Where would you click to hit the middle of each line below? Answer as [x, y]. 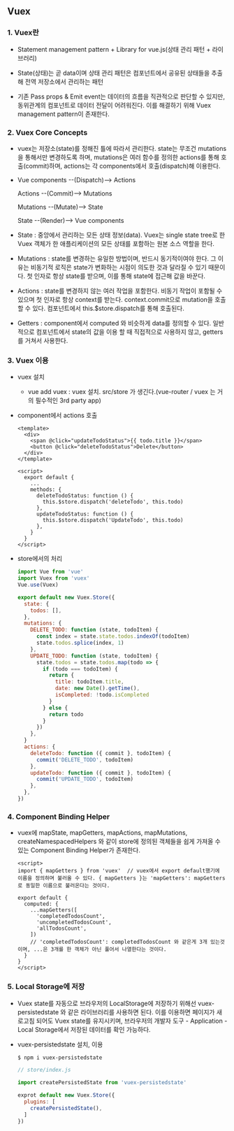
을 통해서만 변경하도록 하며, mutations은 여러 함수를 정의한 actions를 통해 [118, 157]
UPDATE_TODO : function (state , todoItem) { [95, 656]
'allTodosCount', [61, 928]
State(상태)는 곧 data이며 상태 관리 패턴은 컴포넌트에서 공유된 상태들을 [114, 73]
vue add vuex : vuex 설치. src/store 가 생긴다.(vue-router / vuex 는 [122, 392]
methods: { [46, 490]
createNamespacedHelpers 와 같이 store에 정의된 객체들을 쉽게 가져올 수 [119, 842]
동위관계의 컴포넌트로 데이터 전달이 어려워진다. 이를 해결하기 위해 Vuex [114, 105]
